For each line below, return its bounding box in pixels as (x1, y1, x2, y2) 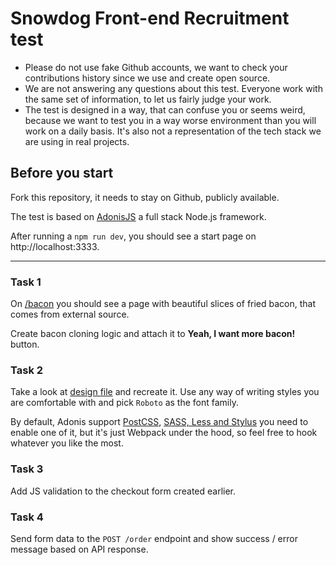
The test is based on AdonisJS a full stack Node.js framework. (10, 210, 267, 222)
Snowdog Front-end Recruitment (10, 7, 290, 30)
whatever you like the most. (10, 437, 124, 449)
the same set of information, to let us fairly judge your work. (24, 93, 272, 105)
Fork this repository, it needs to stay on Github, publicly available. (10, 191, 280, 203)
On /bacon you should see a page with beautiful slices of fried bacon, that (10, 298, 317, 310)
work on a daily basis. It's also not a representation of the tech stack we (24, 125, 322, 137)
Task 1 (10, 275, 42, 289)
